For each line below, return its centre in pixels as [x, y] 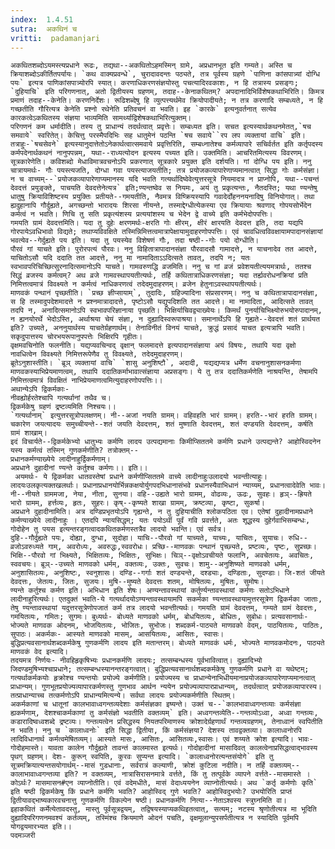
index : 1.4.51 [42, 19]
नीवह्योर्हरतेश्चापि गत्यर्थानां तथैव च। [61, 398]
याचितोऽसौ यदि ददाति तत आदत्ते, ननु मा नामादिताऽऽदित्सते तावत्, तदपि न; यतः [130, 258]
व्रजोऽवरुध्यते [27, 547]
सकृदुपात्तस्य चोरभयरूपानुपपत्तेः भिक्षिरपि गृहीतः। [76, 337]
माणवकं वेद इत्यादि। [39, 652]
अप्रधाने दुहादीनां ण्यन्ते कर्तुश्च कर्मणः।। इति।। [79, 468]
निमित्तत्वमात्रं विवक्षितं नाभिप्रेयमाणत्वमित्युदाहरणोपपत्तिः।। [86, 381]
